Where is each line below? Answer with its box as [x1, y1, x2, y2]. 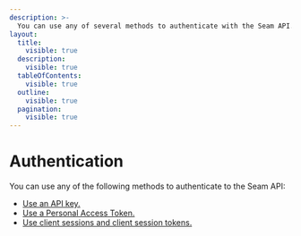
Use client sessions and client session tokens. [21, 217, 193, 228]
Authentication [9, 151, 124, 172]
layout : [9, 29, 39, 38]
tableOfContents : [17, 72, 82, 80]
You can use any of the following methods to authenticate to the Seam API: [9, 181, 286, 192]
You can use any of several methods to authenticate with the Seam [17, 21, 275, 30]
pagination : [17, 105, 63, 114]
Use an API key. [21, 198, 81, 209]
